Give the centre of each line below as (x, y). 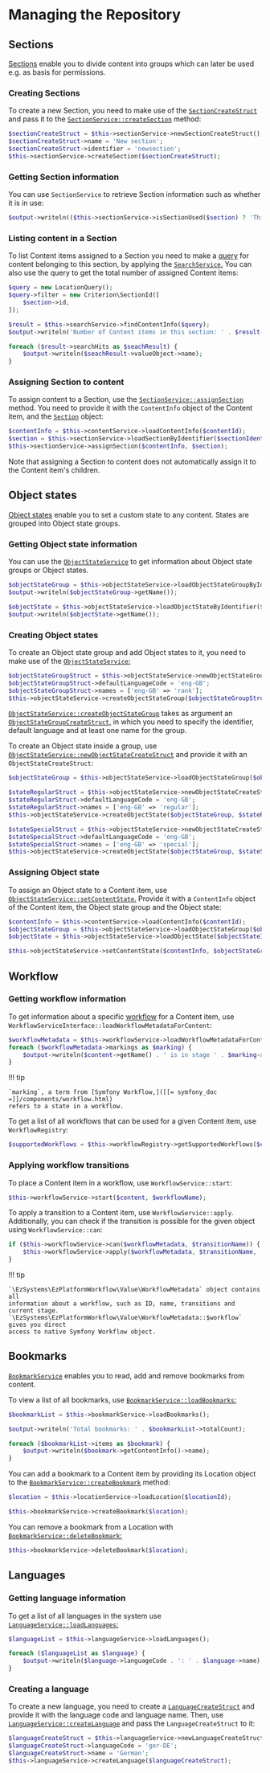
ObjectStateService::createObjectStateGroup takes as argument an (121, 714)
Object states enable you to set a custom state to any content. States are (129, 514)
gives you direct (37, 1325)
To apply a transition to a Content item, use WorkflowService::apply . (121, 1213)
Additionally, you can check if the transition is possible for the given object (132, 1221)
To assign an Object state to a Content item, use (88, 890)
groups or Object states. (49, 570)
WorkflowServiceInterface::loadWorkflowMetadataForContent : (110, 1025)
